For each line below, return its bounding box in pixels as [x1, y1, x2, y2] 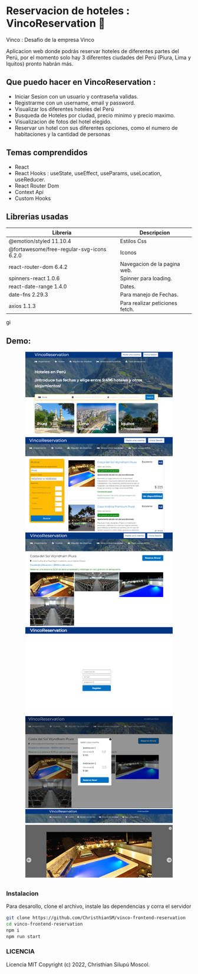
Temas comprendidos [6, 147, 88, 158]
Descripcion [139, 229, 170, 236]
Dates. [120, 283, 136, 290]
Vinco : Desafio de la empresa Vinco [6, 36, 95, 43]
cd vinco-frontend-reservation [6, 921, 83, 927]
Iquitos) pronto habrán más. [6, 60, 74, 67]
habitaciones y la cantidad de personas [14, 130, 111, 137]
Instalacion [6, 889, 39, 897]
